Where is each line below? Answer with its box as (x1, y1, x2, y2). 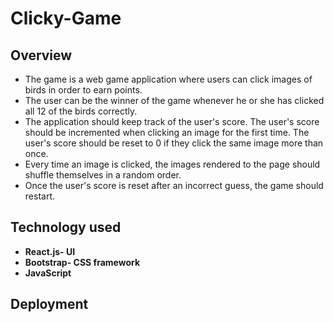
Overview (10, 47, 73, 64)
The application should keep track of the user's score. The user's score (24, 116, 320, 127)
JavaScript (24, 267, 72, 279)
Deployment (10, 296, 89, 313)
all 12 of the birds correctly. (24, 105, 138, 117)
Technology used (10, 219, 122, 236)
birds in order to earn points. (24, 84, 143, 96)
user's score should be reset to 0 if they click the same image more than (24, 137, 324, 149)
